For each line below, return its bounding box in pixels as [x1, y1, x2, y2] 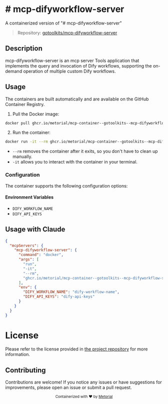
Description [5, 44, 42, 53]
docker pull [5, 120, 30, 125]
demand [5, 68, 22, 74]
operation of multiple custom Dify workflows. [23, 68, 116, 74]
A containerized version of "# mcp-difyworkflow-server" [5, 20, 122, 26]
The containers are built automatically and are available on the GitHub [5, 96, 149, 102]
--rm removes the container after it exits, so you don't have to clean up [12, 148, 158, 154]
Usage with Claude [5, 225, 65, 233]
